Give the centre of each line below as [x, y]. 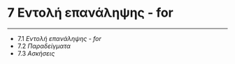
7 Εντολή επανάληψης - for [90, 13]
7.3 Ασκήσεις [36, 53]
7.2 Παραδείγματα [44, 46]
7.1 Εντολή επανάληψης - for [59, 38]
